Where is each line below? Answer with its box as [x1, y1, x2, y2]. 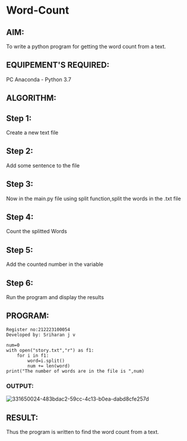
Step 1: [6, 113, 32, 123]
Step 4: [6, 212, 34, 223]
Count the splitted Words [6, 228, 67, 235]
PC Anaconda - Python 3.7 [6, 75, 71, 83]
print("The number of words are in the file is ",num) [6, 368, 145, 374]
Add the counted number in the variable [6, 261, 104, 268]
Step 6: [6, 278, 34, 288]
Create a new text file [6, 129, 59, 137]
